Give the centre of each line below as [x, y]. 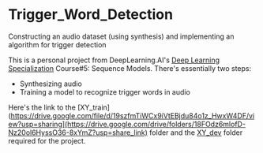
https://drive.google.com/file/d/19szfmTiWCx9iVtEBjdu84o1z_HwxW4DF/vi [133, 115]
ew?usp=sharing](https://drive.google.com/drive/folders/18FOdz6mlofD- [127, 124]
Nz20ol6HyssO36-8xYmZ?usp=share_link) [78, 132]
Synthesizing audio [51, 84]
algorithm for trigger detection [57, 44]
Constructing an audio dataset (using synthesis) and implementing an [121, 36]
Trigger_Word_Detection [91, 15]
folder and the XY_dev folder [196, 132]
